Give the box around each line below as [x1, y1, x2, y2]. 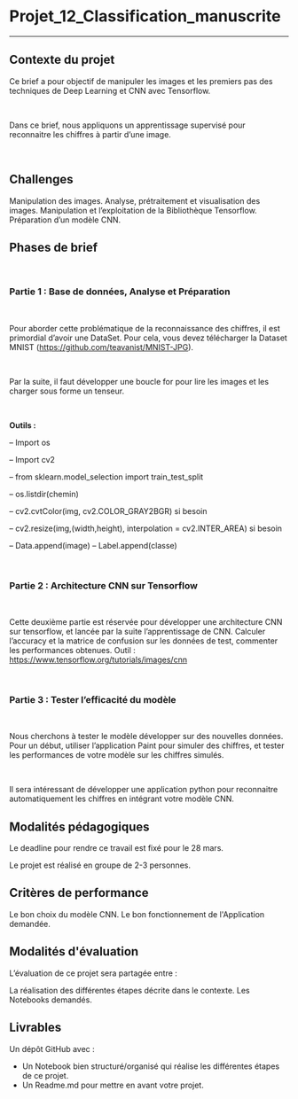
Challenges [9, 172, 74, 187]
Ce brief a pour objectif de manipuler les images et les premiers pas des [9, 75, 273, 86]
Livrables [9, 1020, 62, 1035]
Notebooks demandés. [9, 994, 93, 1005]
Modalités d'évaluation [9, 944, 139, 959]
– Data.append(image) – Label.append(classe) [9, 540, 177, 550]
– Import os [9, 437, 51, 448]
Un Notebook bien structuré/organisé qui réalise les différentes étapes [21, 1061, 280, 1072]
